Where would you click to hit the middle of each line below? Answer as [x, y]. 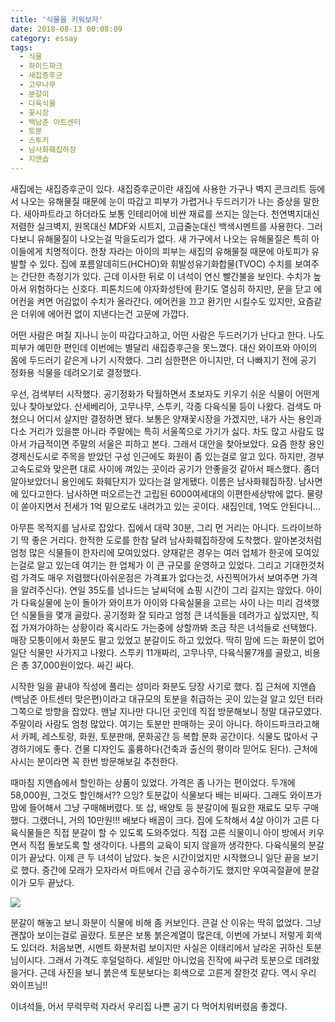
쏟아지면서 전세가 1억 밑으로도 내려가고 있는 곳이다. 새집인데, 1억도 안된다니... [170, 506]
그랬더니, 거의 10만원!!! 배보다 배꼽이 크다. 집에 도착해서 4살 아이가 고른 [170, 820]
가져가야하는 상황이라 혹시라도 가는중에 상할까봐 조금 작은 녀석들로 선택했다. [169, 627]
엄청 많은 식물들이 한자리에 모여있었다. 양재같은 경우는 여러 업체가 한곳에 [151, 552]
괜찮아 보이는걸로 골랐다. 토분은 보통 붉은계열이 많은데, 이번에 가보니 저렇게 [157, 935]
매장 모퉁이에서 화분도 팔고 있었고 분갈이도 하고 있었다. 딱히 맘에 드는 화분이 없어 [167, 640]
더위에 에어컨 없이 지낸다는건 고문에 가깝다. [105, 313]
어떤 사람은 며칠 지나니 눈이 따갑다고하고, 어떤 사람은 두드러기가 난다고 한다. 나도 [167, 335]
